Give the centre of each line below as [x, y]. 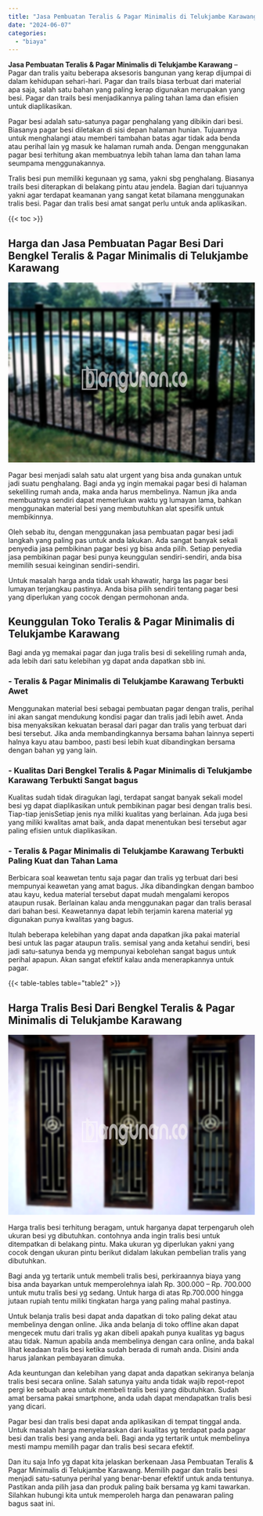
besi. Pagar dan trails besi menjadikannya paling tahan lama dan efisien [123, 98]
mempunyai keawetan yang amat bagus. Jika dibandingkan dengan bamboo [131, 886]
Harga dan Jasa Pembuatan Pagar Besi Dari [116, 243]
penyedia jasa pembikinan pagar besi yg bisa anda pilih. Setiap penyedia [125, 548]
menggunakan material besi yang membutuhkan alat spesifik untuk [116, 508]
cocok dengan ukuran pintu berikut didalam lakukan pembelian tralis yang [127, 1252]
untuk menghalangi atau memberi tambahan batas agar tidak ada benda [124, 138]
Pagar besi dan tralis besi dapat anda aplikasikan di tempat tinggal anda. [125, 1421]
